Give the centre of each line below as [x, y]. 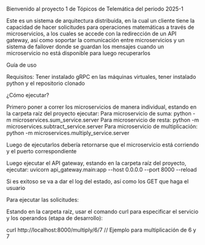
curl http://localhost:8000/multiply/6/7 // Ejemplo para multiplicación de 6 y [101, 230]
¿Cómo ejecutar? [28, 95]
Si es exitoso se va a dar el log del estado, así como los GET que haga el [98, 181]
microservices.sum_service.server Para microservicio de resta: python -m [106, 120]
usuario [16, 188]
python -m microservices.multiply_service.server [68, 133]
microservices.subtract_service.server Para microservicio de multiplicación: [102, 126]
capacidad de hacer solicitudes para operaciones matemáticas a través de [100, 27]
